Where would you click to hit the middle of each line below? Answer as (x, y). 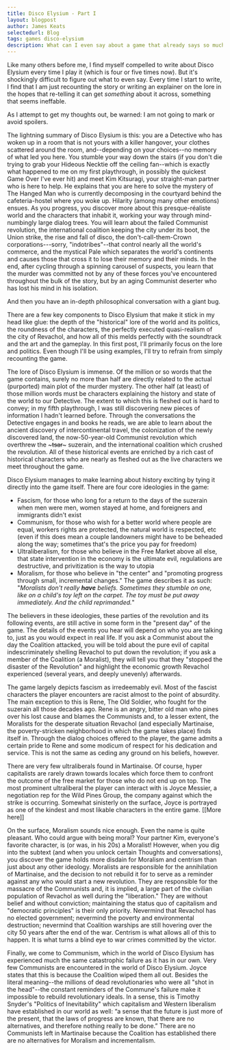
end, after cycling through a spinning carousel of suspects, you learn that (110, 266)
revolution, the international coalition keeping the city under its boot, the (108, 230)
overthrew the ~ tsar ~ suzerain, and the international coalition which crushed (115, 444)
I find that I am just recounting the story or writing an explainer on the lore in (114, 87)
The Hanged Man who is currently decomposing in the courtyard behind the (114, 193)
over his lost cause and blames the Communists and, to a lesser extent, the (113, 716)
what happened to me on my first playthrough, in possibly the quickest (107, 171)
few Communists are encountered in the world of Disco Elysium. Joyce (107, 967)
